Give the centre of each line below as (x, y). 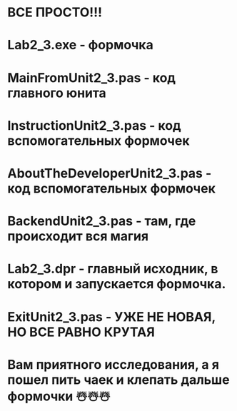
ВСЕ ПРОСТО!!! (55, 12)
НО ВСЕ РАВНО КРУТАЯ (81, 332)
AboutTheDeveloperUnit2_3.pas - (110, 173)
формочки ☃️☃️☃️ (59, 396)
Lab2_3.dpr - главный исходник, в (113, 269)
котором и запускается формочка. (117, 284)
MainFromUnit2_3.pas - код (92, 77)
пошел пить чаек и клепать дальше (118, 380)
